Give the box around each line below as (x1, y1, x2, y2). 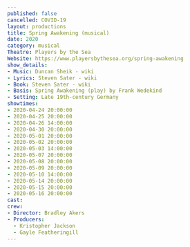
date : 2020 (7, 36, 39, 43)
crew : (7, 203, 23, 210)
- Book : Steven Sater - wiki (7, 81, 91, 88)
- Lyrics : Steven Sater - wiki (7, 74, 97, 82)
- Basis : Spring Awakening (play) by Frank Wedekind (7, 87, 162, 94)
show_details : (7, 62, 48, 68)
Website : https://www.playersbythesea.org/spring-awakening (7, 55, 184, 62)
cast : (7, 196, 23, 204)
